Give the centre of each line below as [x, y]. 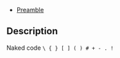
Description [32, 31]
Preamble [30, 10]
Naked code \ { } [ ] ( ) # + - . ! [60, 48]
